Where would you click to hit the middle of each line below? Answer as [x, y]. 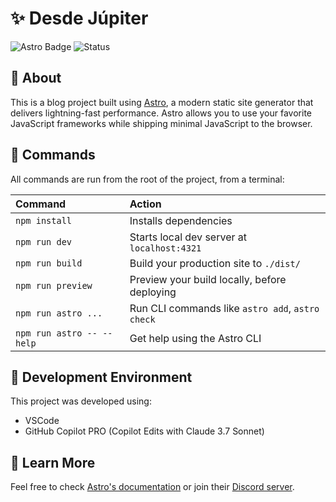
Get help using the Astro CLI [195, 338]
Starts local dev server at [188, 237]
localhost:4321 [165, 248]
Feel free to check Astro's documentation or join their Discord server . [152, 487]
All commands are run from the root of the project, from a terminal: [147, 179]
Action [145, 204]
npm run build [49, 263]
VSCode [42, 421]
